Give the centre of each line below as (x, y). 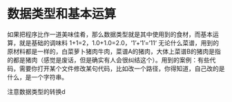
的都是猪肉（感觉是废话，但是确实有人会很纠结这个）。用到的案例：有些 (108, 60)
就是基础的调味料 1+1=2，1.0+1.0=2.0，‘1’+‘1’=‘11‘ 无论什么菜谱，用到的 (119, 42)
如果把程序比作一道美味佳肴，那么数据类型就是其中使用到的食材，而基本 (110, 34)
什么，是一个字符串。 (37, 77)
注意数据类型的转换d (36, 91)
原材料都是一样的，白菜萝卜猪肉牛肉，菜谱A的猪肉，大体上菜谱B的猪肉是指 (114, 51)
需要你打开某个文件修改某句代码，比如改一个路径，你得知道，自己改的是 (122, 68)
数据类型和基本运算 (62, 14)
